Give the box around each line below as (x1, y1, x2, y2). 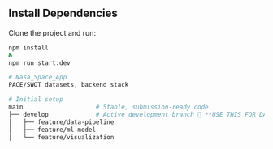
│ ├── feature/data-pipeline (8, 117, 115, 126)
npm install (8, 44, 49, 52)
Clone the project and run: (8, 28, 96, 37)
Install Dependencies (8, 6, 118, 20)
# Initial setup (8, 96, 63, 104)
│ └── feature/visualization (8, 133, 115, 141)
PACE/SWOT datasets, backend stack (8, 81, 129, 89)
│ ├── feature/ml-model (8, 126, 96, 134)
